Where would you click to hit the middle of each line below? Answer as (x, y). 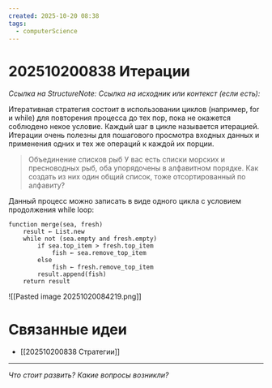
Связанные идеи (68, 329)
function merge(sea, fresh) (56, 225)
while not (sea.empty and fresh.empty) (90, 239)
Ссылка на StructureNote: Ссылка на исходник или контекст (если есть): (134, 93)
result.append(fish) (72, 274)
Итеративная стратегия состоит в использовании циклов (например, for (134, 110)
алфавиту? (47, 185)
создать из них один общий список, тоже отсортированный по (137, 177)
